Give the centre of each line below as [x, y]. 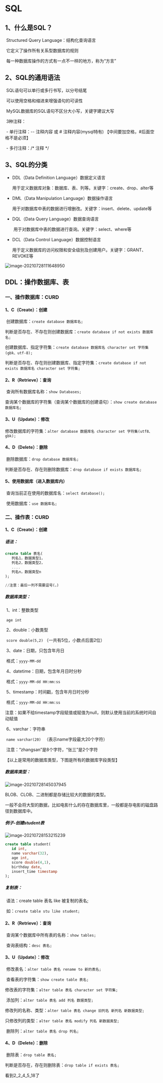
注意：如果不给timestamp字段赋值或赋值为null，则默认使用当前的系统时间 [79, 712]
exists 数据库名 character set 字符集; [43, 369]
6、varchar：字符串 [26, 729]
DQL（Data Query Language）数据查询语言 [55, 219]
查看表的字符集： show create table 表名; [47, 979]
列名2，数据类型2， [28, 563]
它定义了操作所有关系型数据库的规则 [42, 51]
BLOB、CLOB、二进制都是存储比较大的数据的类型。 [57, 794]
